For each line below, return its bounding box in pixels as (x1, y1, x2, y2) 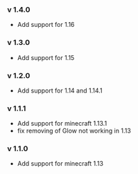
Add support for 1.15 (17, 53, 75, 61)
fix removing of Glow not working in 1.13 (17, 126, 132, 135)
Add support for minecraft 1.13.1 (17, 119, 107, 128)
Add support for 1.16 (17, 21, 75, 29)
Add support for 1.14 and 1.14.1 (17, 86, 103, 95)
